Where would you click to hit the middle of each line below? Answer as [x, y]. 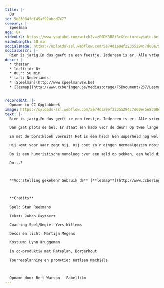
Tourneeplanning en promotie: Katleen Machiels [59, 260]
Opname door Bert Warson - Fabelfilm [48, 278]
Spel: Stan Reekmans [30, 207]
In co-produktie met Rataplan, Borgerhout [53, 251]
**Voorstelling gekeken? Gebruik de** [49, 181]
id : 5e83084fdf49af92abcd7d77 [36, 19]
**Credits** [22, 198]
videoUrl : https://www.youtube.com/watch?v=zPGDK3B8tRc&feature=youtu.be [82, 37]
